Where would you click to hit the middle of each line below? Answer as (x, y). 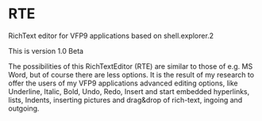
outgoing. (24, 108)
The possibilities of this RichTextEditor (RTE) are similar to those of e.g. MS (131, 66)
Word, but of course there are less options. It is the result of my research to (131, 74)
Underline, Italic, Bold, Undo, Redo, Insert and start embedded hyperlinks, (129, 91)
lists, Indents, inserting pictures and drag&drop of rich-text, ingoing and (125, 100)
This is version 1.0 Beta (46, 51)
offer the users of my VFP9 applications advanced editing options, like (123, 83)
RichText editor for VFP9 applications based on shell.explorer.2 (111, 36)
